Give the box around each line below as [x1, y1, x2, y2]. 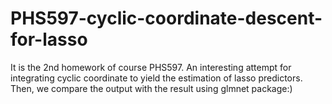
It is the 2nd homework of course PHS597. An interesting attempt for [10, 61, 292, 73]
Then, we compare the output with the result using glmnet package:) [10, 82, 293, 94]
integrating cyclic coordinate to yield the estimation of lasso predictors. [10, 72, 303, 84]
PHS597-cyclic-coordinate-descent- [10, 7, 323, 30]
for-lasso [10, 28, 88, 51]
